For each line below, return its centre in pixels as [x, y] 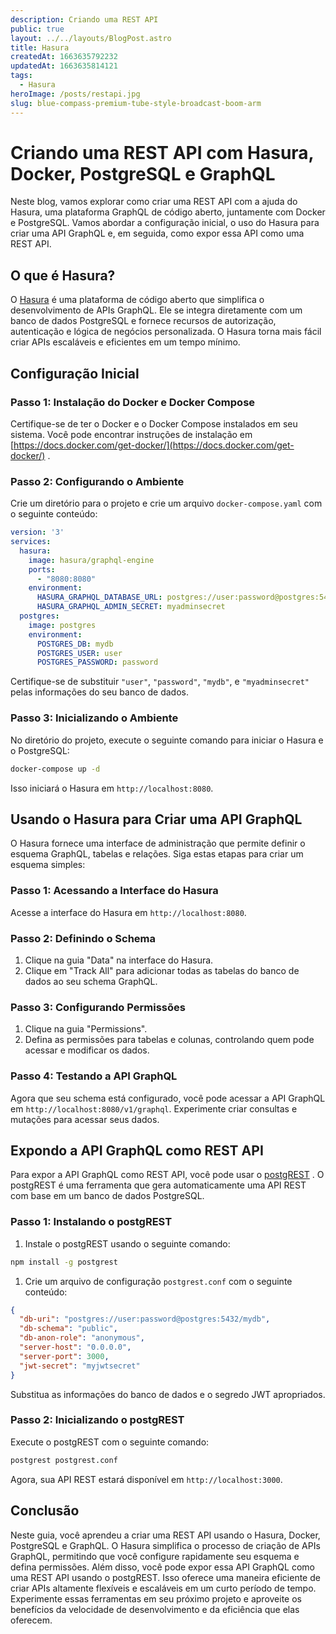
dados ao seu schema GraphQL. [91, 981]
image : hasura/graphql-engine [91, 560]
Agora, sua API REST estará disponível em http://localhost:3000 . [146, 1479]
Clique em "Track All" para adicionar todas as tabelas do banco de [162, 970]
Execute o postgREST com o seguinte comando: [110, 1442]
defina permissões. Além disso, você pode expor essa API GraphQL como [162, 1567]
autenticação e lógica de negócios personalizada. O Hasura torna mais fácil [166, 332]
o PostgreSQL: [40, 750]
